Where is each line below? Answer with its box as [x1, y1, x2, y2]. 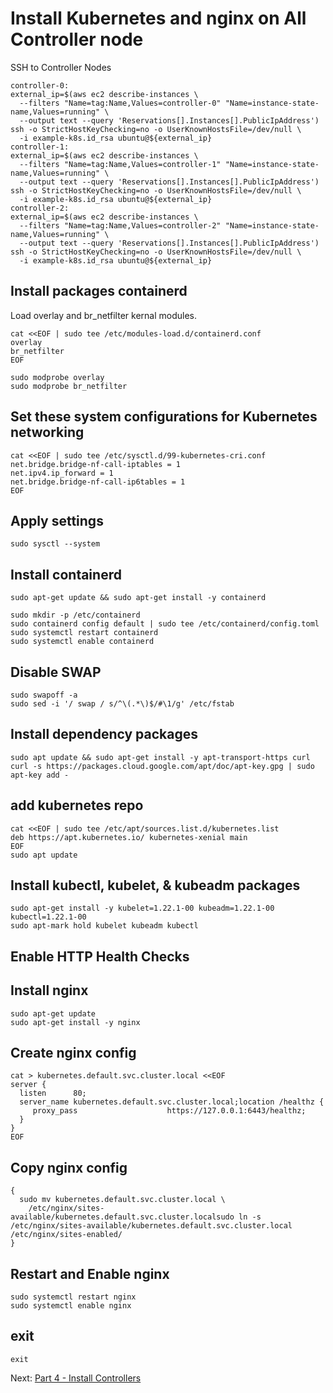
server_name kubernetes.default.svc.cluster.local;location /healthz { [19, 1097, 325, 1107]
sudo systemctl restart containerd [10, 628, 159, 638]
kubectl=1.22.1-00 [10, 912, 87, 922]
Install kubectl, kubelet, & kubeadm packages [10, 877, 301, 894]
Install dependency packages [10, 726, 198, 743]
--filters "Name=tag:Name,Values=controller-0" [19, 98, 222, 108]
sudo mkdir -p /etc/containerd [10, 610, 141, 621]
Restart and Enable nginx [10, 1265, 170, 1282]
